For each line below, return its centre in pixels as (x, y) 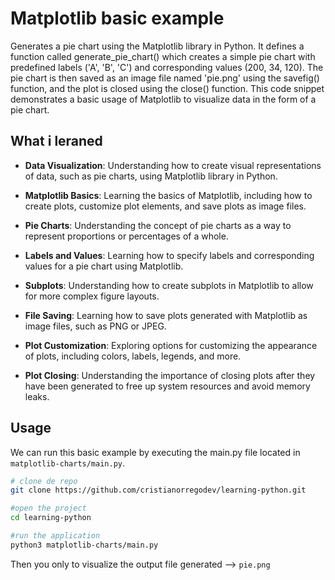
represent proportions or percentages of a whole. (126, 236)
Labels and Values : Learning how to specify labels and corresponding (169, 255)
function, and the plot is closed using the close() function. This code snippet (167, 88)
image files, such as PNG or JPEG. (95, 326)
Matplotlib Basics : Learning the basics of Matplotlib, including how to (168, 195)
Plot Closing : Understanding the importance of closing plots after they (170, 375)
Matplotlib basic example (117, 18)
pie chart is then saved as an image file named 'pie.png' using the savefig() (165, 78)
